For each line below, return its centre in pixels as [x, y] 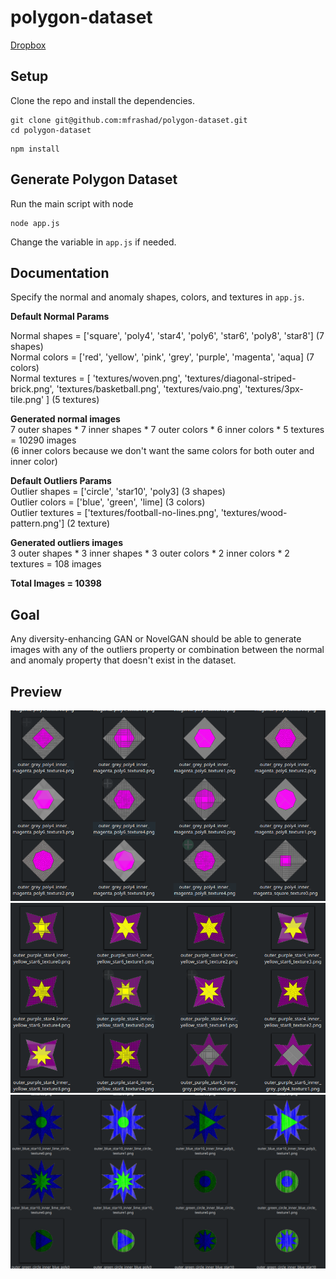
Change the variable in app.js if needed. [93, 242]
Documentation [60, 272]
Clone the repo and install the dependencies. [103, 100]
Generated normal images [65, 419]
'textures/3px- [274, 389]
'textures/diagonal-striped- [240, 378]
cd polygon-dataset [51, 130]
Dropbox [28, 45]
